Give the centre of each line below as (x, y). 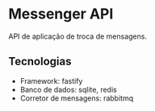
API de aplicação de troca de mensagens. (78, 36)
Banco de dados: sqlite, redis (68, 89)
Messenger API (61, 14)
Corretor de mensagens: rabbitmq (77, 98)
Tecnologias (40, 62)
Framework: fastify (51, 80)
